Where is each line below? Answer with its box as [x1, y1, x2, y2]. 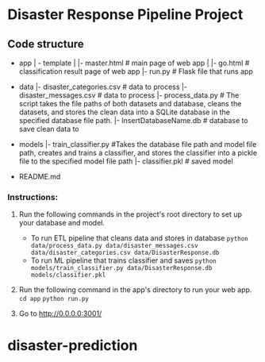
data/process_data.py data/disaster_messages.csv [30, 242, 199, 250]
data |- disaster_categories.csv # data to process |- [18, 82, 188, 91]
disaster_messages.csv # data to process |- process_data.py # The [18, 90, 240, 100]
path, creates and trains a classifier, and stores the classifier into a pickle [18, 148, 258, 157]
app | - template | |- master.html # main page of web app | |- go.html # [18, 58, 250, 67]
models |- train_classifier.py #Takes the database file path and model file [18, 140, 257, 148]
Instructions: [7, 191, 59, 202]
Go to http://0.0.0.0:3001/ [18, 309, 102, 318]
